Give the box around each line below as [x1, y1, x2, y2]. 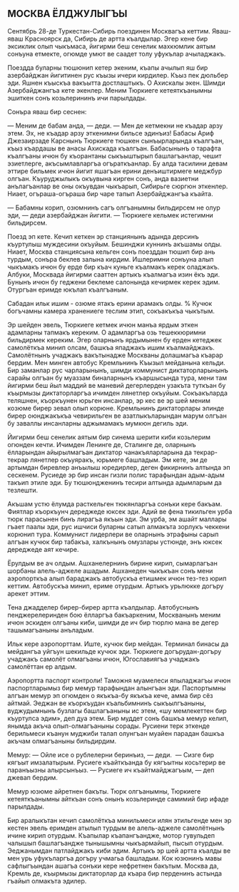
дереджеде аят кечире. [7, 545, 80, 553]
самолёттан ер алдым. [7, 662, 77, 671]
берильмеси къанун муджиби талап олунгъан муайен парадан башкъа [7, 729, 225, 737]
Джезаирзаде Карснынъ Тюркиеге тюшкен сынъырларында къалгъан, [7, 136, 225, 145]
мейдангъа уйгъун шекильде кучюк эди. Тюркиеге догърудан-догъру [7, 647, 222, 655]
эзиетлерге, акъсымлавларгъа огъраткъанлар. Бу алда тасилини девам [7, 159, 228, 168]
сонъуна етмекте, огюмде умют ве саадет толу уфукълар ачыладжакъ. [7, 49, 226, 58]
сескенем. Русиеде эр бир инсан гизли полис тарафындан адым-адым [7, 471, 225, 479]
